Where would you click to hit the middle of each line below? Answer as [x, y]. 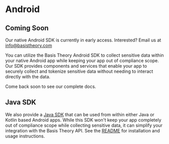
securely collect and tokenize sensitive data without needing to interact [79, 71]
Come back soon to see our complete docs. [51, 86]
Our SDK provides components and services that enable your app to [76, 66]
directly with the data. [28, 77]
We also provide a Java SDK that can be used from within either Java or [80, 114]
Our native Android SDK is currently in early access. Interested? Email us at [83, 40]
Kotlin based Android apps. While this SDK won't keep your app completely [83, 120]
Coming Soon [27, 28]
